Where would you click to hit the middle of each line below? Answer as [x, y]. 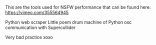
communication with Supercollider [40, 27]
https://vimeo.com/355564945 [37, 12]
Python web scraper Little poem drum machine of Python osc [68, 22]
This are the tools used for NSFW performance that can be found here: [78, 7]
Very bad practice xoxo [29, 37]
